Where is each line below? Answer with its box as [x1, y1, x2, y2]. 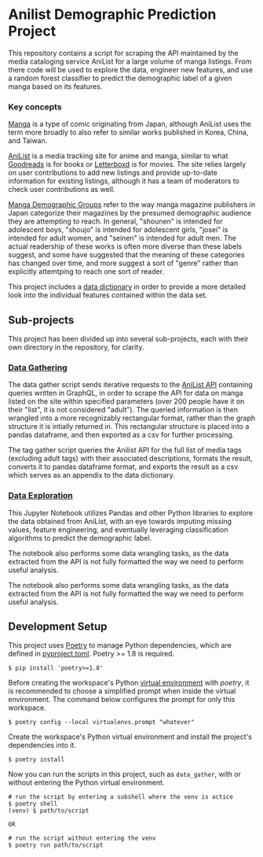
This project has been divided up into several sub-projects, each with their [8, 334, 249, 344]
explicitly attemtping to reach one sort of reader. [8, 267, 165, 276]
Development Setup [8, 620, 108, 634]
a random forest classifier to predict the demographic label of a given [8, 73, 232, 83]
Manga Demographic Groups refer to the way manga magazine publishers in [8, 200, 256, 209]
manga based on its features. [8, 81, 103, 91]
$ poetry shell [8, 800, 58, 808]
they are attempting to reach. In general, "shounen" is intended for [8, 216, 224, 226]
